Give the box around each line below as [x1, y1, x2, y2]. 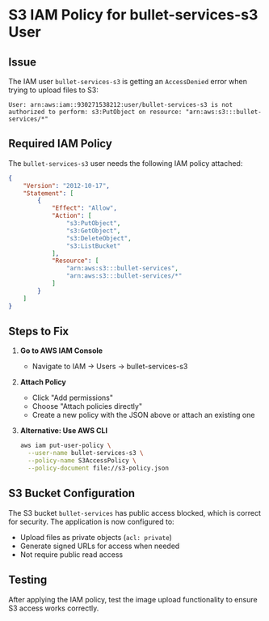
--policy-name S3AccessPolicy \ [27, 457, 137, 465]
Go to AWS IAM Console [19, 346, 103, 355]
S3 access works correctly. [8, 603, 99, 613]
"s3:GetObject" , [65, 227, 121, 235]
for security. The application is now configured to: [8, 517, 175, 526]
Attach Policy [19, 377, 66, 387]
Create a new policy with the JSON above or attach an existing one [32, 410, 255, 420]
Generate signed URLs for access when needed [19, 541, 180, 551]
